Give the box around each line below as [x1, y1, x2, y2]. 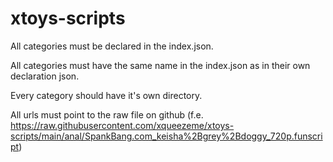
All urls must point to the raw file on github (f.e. [10, 108, 204, 121]
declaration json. [10, 70, 80, 82]
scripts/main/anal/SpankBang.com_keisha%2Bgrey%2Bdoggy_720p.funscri [10, 130, 323, 142]
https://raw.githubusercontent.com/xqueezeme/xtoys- [10, 119, 235, 131]
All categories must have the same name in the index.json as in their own [10, 59, 311, 71]
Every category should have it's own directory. [10, 89, 203, 101]
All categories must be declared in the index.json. [10, 40, 214, 52]
